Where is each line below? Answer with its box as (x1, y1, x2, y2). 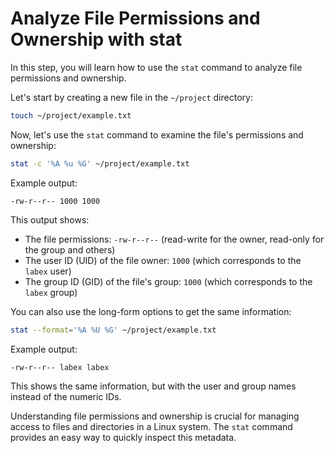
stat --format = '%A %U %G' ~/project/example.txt (10, 325, 217, 335)
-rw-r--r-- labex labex (10, 362, 110, 372)
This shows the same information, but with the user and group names (10, 380, 297, 392)
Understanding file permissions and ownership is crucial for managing (10, 410, 300, 422)
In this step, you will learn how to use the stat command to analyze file (10, 61, 303, 73)
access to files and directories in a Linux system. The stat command (10, 420, 293, 432)
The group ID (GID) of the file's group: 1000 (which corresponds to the (24, 275, 313, 287)
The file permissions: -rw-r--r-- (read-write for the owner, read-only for (24, 233, 325, 245)
